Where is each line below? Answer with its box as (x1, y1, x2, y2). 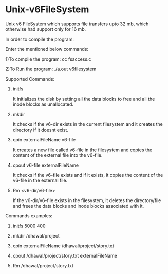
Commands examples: (5, 212, 53, 219)
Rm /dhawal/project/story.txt (12, 262, 73, 268)
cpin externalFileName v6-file (12, 136, 76, 142)
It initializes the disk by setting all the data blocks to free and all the (12, 96, 155, 102)
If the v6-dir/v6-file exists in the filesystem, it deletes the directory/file (12, 197, 161, 204)
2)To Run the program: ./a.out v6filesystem (5, 66, 97, 72)
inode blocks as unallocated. (12, 101, 73, 107)
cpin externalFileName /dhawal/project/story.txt (12, 243, 115, 249)
